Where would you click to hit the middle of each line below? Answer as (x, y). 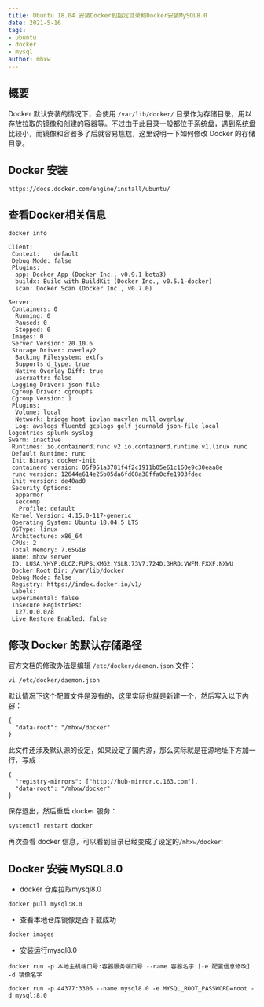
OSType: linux (35, 529)
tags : (17, 30)
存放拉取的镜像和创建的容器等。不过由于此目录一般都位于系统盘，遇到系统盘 (132, 124)
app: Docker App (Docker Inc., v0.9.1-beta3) (91, 275)
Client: (21, 247)
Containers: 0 (35, 309)
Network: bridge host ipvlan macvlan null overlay (100, 419)
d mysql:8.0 (27, 995)
